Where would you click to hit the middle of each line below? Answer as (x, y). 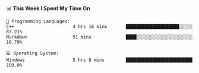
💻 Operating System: (33, 53)
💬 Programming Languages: (38, 21)
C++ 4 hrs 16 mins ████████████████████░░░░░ (99, 27)
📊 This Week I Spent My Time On (48, 8)
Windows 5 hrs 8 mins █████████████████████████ (99, 60)
